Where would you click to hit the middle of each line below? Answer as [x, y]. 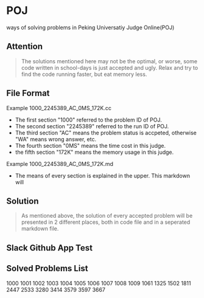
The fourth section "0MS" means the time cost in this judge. [90, 145]
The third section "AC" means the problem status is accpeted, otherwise [106, 133]
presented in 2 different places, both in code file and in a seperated [106, 222]
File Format [28, 93]
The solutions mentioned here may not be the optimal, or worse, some [109, 61]
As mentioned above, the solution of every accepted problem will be [107, 216]
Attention [24, 47]
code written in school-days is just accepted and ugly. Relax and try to [110, 68]
